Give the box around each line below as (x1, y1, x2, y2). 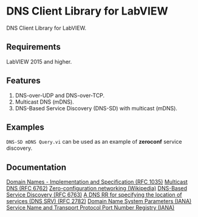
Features (6, 76, 41, 86)
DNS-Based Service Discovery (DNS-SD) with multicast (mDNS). (15, 104, 178, 112)
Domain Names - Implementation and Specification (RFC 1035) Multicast (6, 178, 188, 185)
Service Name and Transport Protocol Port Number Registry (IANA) (6, 204, 175, 212)
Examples (6, 122, 44, 132)
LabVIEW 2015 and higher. (6, 58, 72, 65)
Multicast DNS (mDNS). (15, 98, 74, 105)
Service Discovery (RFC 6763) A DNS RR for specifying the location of (6, 191, 182, 198)
